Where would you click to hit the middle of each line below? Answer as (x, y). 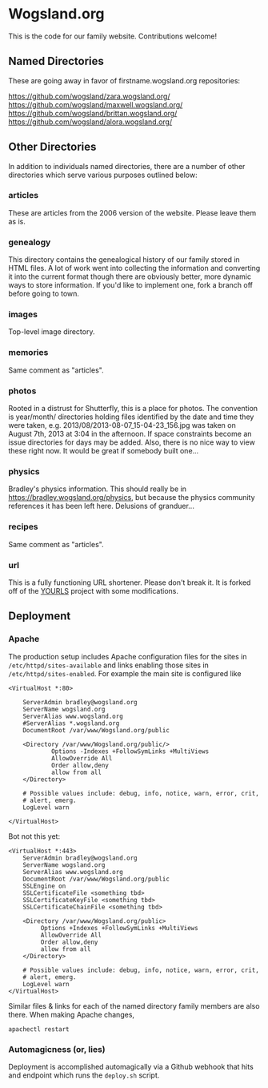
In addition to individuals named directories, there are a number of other (127, 166)
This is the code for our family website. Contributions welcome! (113, 36)
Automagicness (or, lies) (57, 1049)
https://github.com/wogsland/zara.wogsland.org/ (89, 96)
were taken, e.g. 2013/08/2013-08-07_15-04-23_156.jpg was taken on (122, 425)
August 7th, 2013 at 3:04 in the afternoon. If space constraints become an (130, 434)
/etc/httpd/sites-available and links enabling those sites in (109, 665)
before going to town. (44, 294)
